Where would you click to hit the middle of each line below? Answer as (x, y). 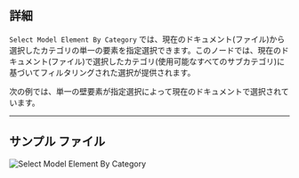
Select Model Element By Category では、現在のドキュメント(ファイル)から (147, 39)
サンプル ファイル (57, 142)
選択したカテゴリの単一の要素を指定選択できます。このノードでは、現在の (145, 50)
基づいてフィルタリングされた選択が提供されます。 (102, 72)
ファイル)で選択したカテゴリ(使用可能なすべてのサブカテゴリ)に (168, 61)
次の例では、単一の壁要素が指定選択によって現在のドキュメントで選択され (145, 91)
